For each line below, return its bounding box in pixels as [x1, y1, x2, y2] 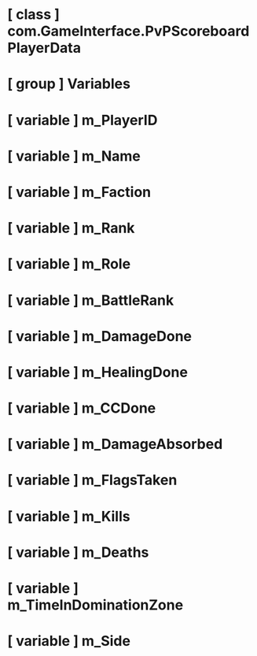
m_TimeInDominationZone [7, 596, 184, 613]
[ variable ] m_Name [7, 147, 141, 165]
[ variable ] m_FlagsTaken [7, 471, 178, 489]
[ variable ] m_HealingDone [7, 363, 188, 381]
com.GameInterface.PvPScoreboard [7, 22, 250, 40]
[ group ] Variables [7, 75, 131, 93]
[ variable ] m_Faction [7, 183, 152, 201]
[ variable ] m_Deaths [7, 543, 149, 561]
